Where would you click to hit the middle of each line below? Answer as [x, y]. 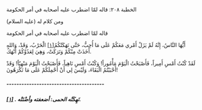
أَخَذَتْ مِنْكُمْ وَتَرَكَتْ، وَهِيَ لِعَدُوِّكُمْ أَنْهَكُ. [49, 51]
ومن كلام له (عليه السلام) [35, 21]
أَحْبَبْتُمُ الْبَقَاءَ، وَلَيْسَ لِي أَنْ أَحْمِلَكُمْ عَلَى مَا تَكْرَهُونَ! [62, 70]
